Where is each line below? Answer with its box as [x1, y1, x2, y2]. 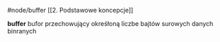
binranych [7, 27, 37, 35]
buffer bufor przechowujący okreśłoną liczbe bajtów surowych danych [7, 20, 214, 27]
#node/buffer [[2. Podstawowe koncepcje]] [7, 6, 134, 14]
